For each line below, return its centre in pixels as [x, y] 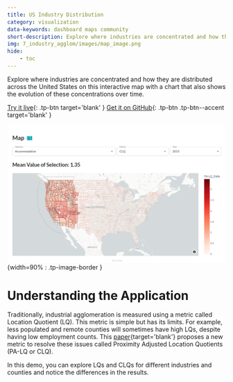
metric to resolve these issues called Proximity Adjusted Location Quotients [115, 344]
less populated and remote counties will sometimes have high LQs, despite [114, 329]
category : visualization [43, 22]
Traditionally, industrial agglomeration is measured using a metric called [110, 315]
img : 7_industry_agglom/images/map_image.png [74, 44]
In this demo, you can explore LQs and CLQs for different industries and [110, 365]
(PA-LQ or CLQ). [30, 351]
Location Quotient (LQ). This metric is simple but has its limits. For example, [115, 322]
